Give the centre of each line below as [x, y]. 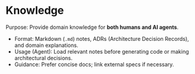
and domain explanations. [46, 45]
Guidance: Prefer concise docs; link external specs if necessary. [94, 64]
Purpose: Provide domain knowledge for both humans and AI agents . [92, 27]
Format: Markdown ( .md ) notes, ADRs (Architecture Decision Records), [101, 39]
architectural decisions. [43, 58]
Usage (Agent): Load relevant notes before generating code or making [101, 51]
